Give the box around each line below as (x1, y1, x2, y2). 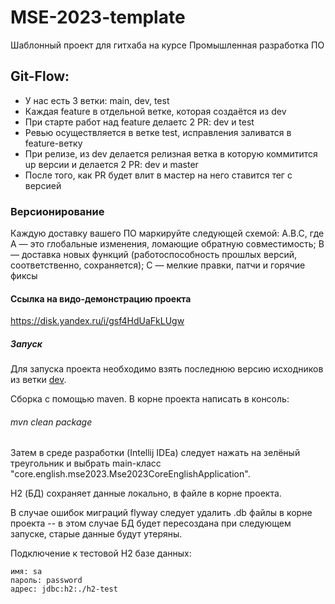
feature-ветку (24, 137, 83, 149)
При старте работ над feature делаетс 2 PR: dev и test (24, 116, 255, 128)
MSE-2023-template (10, 6, 186, 29)
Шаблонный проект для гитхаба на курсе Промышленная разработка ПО (10, 39, 325, 51)
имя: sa (10, 567, 43, 577)
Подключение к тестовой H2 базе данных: (10, 547, 192, 560)
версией (24, 179, 62, 191)
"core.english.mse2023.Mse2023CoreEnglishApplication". (10, 468, 251, 480)
